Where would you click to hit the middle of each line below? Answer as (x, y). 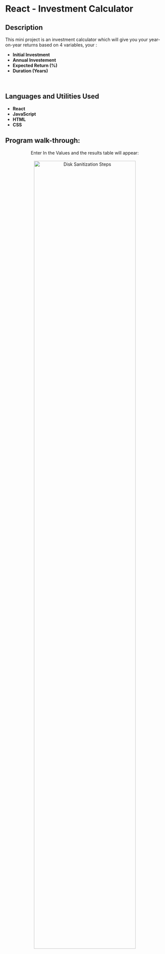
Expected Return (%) (35, 65)
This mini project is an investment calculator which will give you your (76, 39)
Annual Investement (34, 60)
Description (24, 28)
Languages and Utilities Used (52, 96)
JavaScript (24, 114)
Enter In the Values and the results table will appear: (85, 153)
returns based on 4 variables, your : (60, 45)
